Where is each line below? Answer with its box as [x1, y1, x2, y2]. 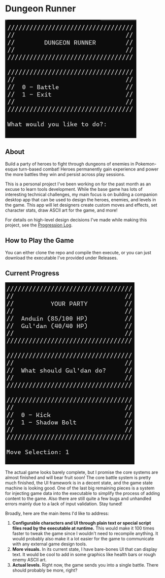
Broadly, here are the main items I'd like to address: [5, 510, 109, 517]
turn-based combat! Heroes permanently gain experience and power [19, 166, 159, 172]
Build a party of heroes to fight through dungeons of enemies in [5, 161, 134, 167]
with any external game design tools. [12, 541, 87, 547]
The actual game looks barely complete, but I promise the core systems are [5, 469, 159, 475]
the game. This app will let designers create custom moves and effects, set [5, 202, 158, 208]
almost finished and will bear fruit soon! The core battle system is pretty [5, 475, 151, 481]
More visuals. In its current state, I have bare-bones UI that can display [12, 546, 158, 552]
